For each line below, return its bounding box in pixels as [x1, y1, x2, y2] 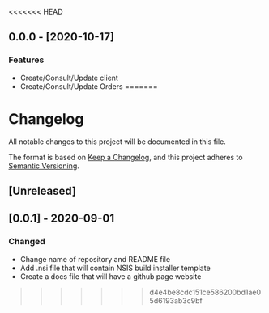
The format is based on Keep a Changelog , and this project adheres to [8, 152, 243, 162]
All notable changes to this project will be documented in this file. [8, 137, 227, 146]
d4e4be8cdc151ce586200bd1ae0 [149, 287, 262, 297]
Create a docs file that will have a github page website [19, 271, 202, 281]
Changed [8, 236, 46, 247]
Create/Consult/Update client [19, 73, 119, 82]
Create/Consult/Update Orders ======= [19, 81, 158, 91]
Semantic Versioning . [8, 161, 79, 171]
